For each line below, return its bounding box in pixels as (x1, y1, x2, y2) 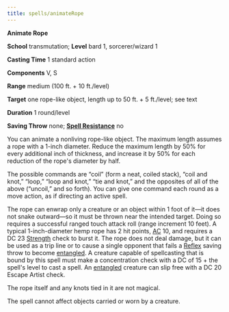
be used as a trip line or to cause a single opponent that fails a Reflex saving (7, 241, 222, 250)
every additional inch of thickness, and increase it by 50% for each (7, 149, 196, 157)
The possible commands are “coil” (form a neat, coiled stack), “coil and (7, 170, 208, 178)
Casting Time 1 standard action (7, 55, 96, 64)
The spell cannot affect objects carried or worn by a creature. (7, 297, 180, 305)
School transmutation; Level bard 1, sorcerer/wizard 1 (7, 42, 158, 50)
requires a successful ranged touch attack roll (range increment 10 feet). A (7, 220, 217, 228)
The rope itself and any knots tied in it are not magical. (7, 283, 161, 291)
